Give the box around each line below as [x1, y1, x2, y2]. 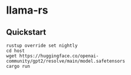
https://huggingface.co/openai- [19, 53, 99, 59]
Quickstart [6, 27, 47, 37]
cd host [6, 48, 25, 54]
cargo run [6, 63, 31, 69]
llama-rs [6, 4, 48, 17]
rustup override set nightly [6, 43, 78, 48]
